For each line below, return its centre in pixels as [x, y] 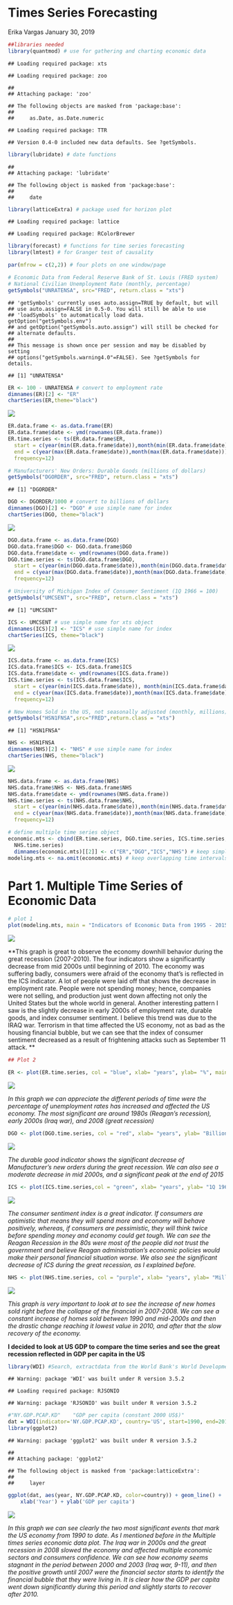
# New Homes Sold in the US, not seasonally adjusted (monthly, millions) [118, 712]
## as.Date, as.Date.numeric [56, 118]
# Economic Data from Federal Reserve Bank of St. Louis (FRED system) [113, 278]
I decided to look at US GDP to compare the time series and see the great [114, 1346]
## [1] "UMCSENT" [33, 610]
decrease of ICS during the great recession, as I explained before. [102, 1264]
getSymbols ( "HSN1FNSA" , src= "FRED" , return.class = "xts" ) [92, 718]
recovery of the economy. [45, 1333]
